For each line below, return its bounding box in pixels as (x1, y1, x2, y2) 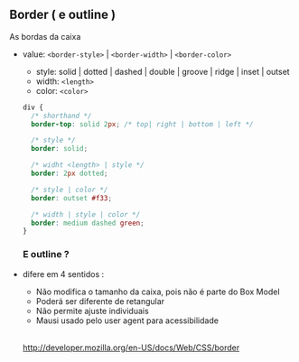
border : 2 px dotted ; (31, 169, 108, 179)
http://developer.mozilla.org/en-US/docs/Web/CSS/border (22, 342, 240, 353)
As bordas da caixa (9, 31, 81, 42)
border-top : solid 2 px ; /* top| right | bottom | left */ (31, 119, 254, 129)
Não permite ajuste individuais (35, 305, 149, 316)
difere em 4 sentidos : (22, 268, 105, 279)
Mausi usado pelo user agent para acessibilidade (35, 315, 220, 326)
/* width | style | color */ (31, 209, 141, 219)
